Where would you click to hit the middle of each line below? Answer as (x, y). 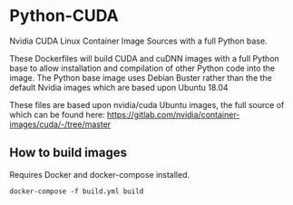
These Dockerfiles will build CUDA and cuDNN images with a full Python (144, 58)
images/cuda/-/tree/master (60, 124)
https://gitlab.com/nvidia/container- (174, 114)
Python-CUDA (64, 16)
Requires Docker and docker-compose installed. (100, 174)
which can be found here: (58, 114)
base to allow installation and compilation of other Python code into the (142, 68)
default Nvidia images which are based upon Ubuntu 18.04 (119, 87)
